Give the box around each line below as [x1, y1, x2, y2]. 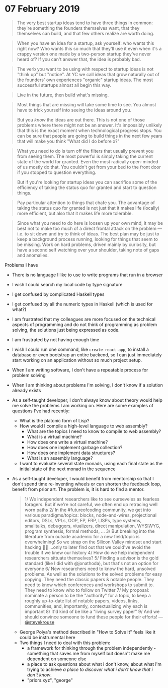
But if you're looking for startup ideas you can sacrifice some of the [17, 179, 157, 185]
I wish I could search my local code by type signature [12, 281, 123, 287]
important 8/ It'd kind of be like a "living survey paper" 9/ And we [24, 608, 160, 614]
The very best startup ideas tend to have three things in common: [17, 20, 153, 26]
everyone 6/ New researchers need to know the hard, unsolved [24, 566, 156, 572]
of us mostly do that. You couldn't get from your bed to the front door [17, 164, 161, 170]
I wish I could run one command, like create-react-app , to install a [12, 346, 149, 352]
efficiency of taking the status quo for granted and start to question [17, 184, 157, 191]
